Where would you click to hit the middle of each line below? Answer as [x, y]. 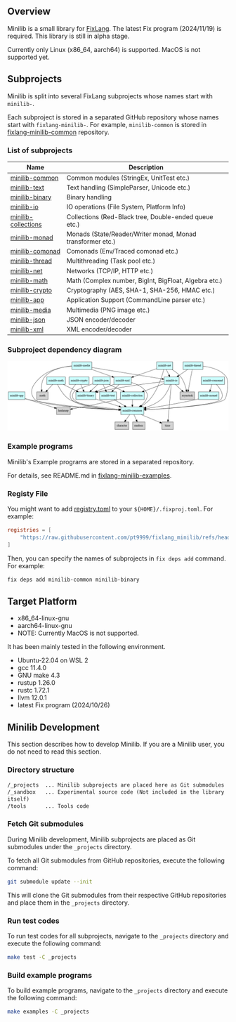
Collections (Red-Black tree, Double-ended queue [140, 216]
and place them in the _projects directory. [68, 903]
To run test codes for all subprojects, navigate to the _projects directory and [118, 936]
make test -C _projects [42, 957]
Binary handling [89, 197]
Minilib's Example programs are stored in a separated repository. [101, 461]
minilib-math [29, 280]
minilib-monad [32, 237]
